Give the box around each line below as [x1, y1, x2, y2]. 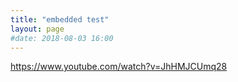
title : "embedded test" [10, 14, 110, 25]
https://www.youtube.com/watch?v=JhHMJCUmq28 [10, 61, 228, 73]
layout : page [10, 24, 65, 34]
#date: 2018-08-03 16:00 [10, 33, 114, 43]
